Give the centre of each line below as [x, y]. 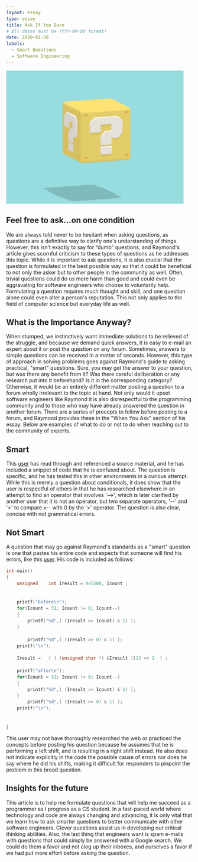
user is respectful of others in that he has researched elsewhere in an [91, 489]
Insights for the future [47, 788]
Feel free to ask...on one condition [70, 220]
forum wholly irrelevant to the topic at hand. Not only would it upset [88, 393]
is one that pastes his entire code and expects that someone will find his [94, 553]
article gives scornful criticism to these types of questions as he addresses [98, 253]
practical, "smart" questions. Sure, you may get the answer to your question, [99, 368]
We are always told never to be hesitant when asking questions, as [87, 234]
